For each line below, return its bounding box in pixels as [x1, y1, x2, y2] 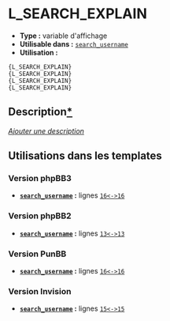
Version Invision [8, 285, 72, 296]
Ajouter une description [8, 126, 85, 135]
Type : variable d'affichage [19, 31, 108, 40]
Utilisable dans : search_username [19, 39, 128, 48]
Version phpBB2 [8, 210, 72, 221]
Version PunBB [8, 248, 67, 259]
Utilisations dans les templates [8, 149, 163, 163]
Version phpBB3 [8, 173, 72, 184]
